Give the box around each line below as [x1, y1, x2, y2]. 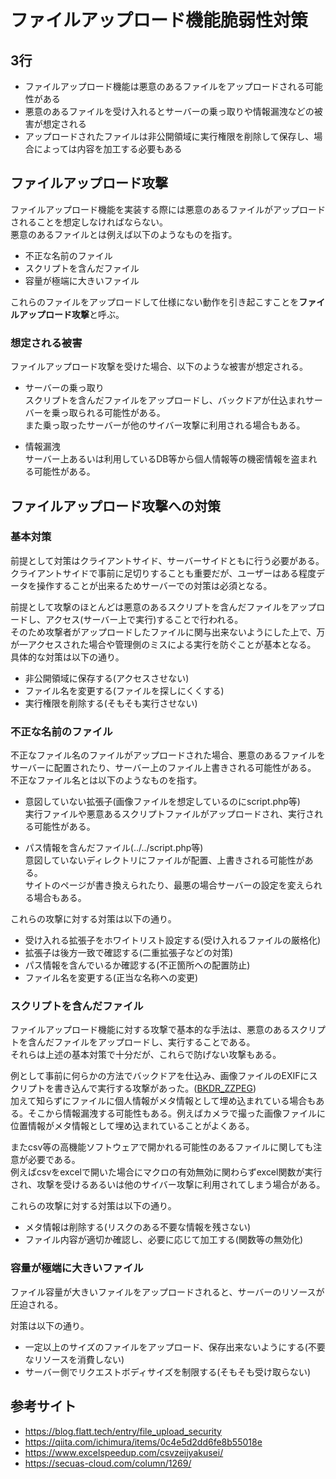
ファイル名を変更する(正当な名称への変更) [24, 972, 199, 984]
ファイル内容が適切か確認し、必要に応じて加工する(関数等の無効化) [24, 1234, 304, 1246]
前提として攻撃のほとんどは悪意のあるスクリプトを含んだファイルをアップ [10, 601, 317, 613]
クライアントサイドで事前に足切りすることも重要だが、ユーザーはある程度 [10, 567, 317, 579]
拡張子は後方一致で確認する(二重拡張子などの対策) [24, 947, 234, 959]
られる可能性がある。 [77, 407, 166, 419]
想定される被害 [10, 336, 83, 350]
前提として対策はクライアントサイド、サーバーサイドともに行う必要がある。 [10, 554, 325, 566]
